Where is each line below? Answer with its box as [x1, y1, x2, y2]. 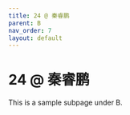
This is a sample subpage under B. [8, 97, 123, 108]
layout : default [8, 34, 63, 42]
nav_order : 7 [8, 26, 52, 34]
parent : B [8, 19, 42, 27]
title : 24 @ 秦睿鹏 [8, 11, 70, 20]
